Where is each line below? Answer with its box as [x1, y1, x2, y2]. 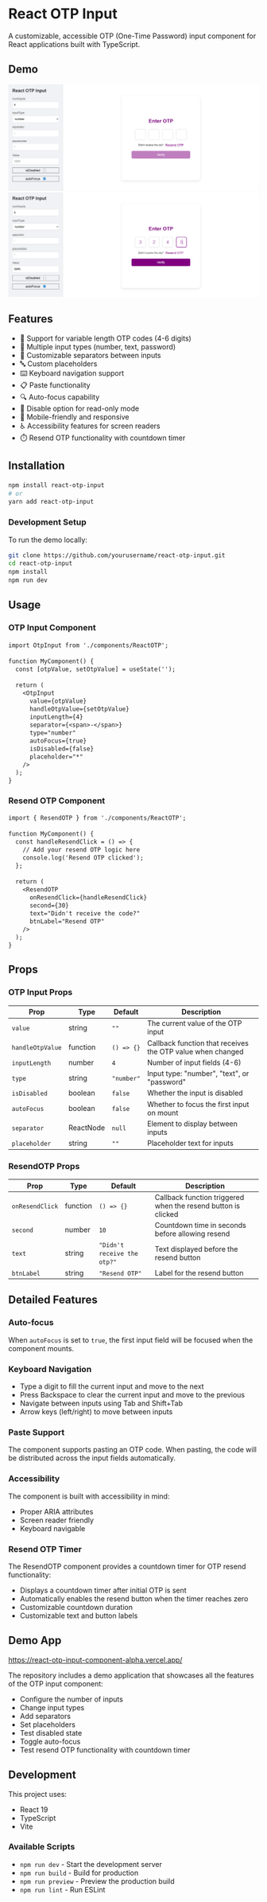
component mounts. [8, 1343, 74, 1353]
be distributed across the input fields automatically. [8, 1453, 176, 1463]
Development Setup [8, 516, 87, 528]
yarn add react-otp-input [8, 498, 94, 506]
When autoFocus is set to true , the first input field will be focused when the [8, 1335, 253, 1345]
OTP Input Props [8, 987, 73, 998]
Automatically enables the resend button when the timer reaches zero [19, 1593, 249, 1604]
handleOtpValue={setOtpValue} [29, 705, 130, 713]
